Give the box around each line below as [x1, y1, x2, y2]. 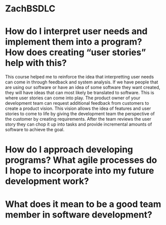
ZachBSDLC [5, 3, 55, 14]
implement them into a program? [5, 36, 142, 48]
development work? [5, 176, 89, 187]
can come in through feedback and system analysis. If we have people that [5, 79, 159, 85]
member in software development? [5, 209, 153, 220]
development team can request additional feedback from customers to [5, 100, 150, 106]
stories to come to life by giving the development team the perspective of [5, 111, 155, 117]
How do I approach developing [5, 144, 133, 155]
